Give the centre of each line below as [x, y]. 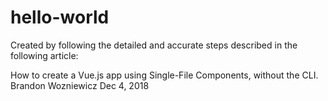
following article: [44, 55]
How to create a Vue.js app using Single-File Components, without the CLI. [164, 75]
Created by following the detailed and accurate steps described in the [154, 45]
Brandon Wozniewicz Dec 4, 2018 [80, 85]
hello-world [60, 17]
